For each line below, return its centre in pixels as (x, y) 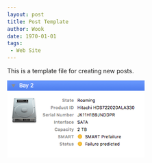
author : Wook (26, 29)
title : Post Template (38, 22)
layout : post (26, 14)
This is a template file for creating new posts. (71, 71)
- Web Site (25, 51)
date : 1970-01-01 (32, 36)
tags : (15, 43)
